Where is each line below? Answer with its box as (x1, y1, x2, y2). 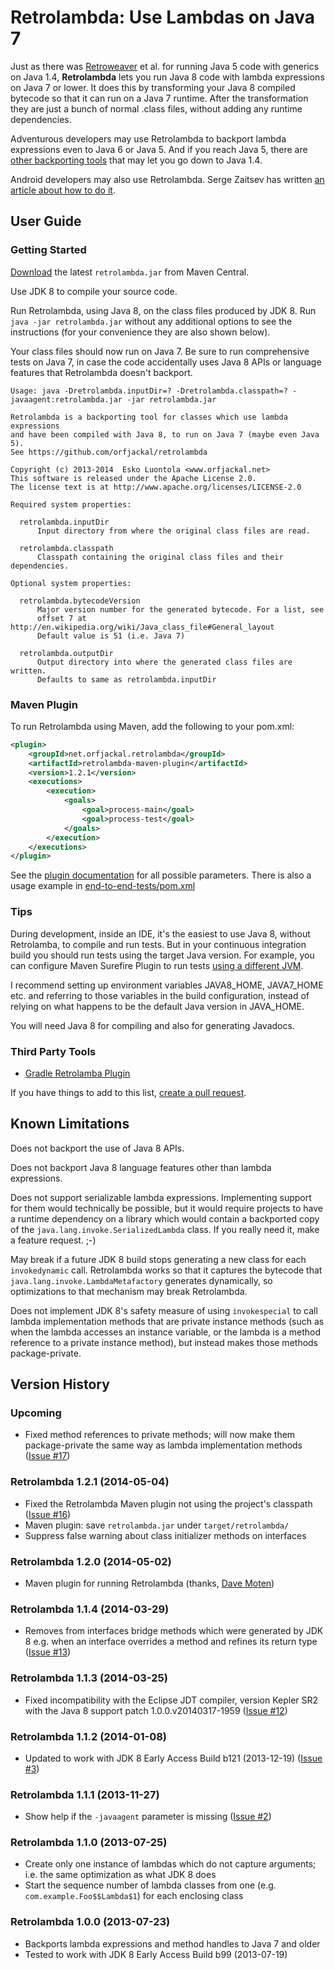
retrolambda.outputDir (19, 648, 114, 658)
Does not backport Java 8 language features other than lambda (10, 1161, 272, 1173)
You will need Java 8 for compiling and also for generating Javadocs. (10, 1019, 295, 1031)
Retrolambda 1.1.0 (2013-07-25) (10, 1836, 168, 1850)
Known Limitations (10, 1116, 130, 1133)
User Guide (10, 213, 82, 230)
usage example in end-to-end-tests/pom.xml (10, 880, 196, 892)
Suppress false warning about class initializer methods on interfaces (24, 1529, 307, 1541)
